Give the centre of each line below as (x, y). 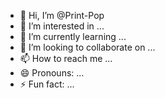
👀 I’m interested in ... (62, 26)
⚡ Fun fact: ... (47, 84)
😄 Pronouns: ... (52, 73)
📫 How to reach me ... (66, 58)
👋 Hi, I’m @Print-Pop (62, 15)
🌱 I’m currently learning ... (73, 36)
